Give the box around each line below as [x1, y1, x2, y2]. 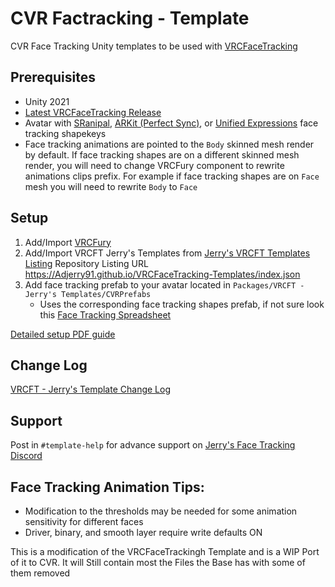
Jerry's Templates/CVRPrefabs [24, 289, 152, 299]
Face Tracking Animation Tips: [10, 478, 205, 496]
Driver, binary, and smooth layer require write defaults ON [24, 527, 263, 538]
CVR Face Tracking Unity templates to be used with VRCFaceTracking [10, 40, 298, 52]
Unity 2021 [24, 95, 70, 107]
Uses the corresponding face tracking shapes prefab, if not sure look [39, 298, 325, 310]
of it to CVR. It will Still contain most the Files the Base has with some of [10, 557, 306, 568]
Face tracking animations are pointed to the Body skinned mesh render [24, 138, 315, 150]
